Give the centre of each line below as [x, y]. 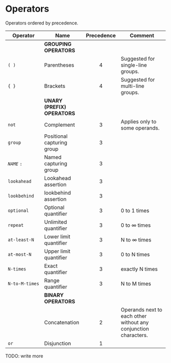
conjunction [135, 328]
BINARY [54, 295]
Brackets [55, 86]
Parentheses [59, 65]
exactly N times [139, 269]
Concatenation [62, 322]
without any [135, 322]
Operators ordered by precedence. [42, 23]
